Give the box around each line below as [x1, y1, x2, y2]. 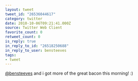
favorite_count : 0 [5, 30, 43, 35]
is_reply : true [5, 39, 36, 44]
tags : [5, 52, 16, 58]
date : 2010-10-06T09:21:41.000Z [5, 20, 71, 26]
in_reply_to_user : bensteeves [5, 48, 67, 53]
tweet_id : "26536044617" [5, 12, 56, 17]
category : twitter [5, 16, 43, 21]
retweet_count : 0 [5, 35, 41, 40]
